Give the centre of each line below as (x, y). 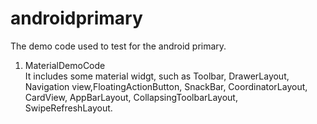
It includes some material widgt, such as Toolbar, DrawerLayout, (157, 76)
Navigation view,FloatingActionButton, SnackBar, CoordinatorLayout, (166, 86)
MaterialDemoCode (65, 65)
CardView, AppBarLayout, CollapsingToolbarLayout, (131, 97)
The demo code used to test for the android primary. (118, 46)
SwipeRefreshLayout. (68, 108)
